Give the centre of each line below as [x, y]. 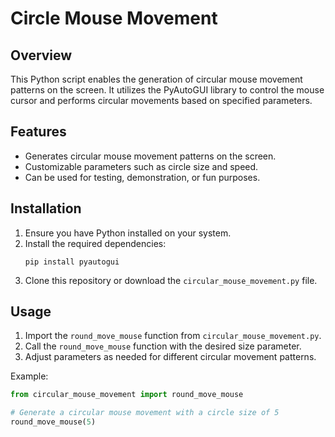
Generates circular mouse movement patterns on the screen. [150, 156]
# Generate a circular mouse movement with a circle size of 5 [145, 413]
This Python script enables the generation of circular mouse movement [156, 79]
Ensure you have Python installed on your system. [128, 233]
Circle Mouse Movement [114, 18]
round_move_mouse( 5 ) [53, 422]
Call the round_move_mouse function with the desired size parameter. [163, 346]
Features [38, 132]
